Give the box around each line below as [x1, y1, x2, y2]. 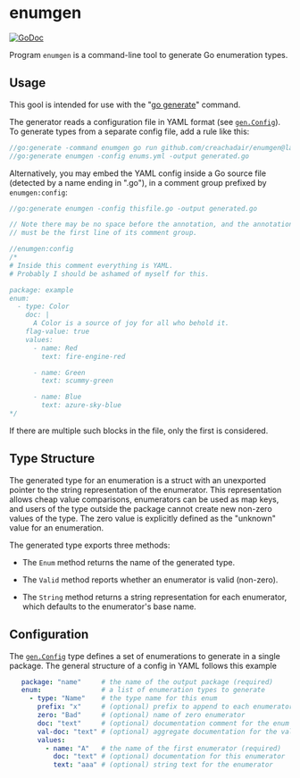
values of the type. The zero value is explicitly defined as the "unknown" [9, 513, 277, 523]
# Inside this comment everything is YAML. [9, 261, 174, 270]
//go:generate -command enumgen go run [9, 143, 158, 152]
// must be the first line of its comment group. [9, 229, 198, 238]
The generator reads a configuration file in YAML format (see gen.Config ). [9, 116, 281, 127]
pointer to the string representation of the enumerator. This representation [9, 484, 282, 495]
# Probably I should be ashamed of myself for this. [9, 269, 210, 279]
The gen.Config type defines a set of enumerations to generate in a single [9, 650, 281, 661]
